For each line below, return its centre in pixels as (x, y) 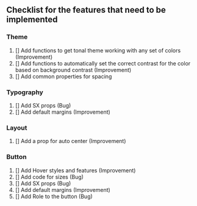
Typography (25, 92)
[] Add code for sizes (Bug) (49, 177)
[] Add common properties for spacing (63, 76)
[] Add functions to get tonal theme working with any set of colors (98, 50)
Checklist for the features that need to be (86, 10)
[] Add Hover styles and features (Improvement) (75, 170)
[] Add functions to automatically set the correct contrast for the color (103, 63)
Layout (17, 128)
